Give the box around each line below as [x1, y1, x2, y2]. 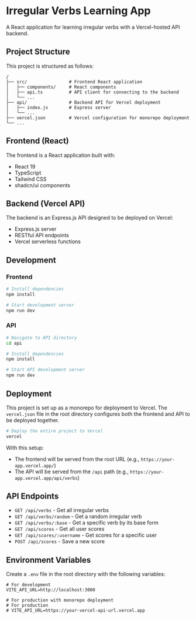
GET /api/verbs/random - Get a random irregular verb [14, 513, 142, 520]
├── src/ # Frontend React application [6, 79, 143, 85]
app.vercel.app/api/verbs [14, 475, 78, 481]
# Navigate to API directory [6, 335, 77, 341]
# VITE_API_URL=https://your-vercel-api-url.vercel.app [6, 608, 145, 614]
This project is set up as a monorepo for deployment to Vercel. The [6, 404, 168, 411]
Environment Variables [6, 555, 91, 565]
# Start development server [6, 302, 75, 308]
